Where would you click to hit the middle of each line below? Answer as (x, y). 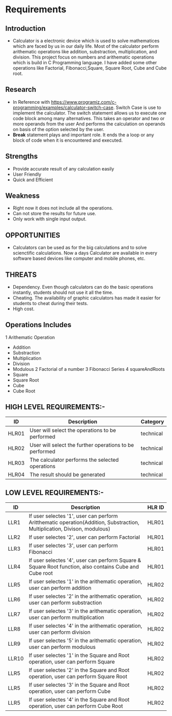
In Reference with (31, 102)
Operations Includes (38, 325)
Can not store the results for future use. (54, 214)
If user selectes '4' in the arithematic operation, (85, 626)
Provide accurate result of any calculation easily (63, 168)
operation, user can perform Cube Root (76, 706)
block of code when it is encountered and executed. (68, 140)
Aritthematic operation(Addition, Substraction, (84, 522)
